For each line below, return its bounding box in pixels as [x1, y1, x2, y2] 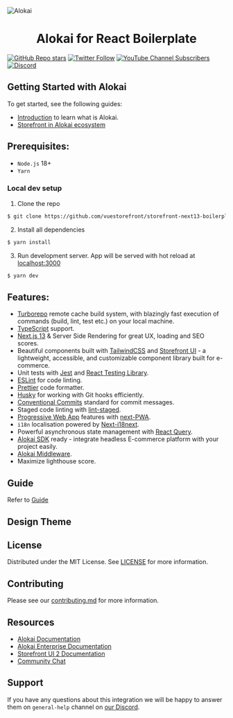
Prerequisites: [7, 141, 69, 153]
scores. [17, 339, 40, 348]
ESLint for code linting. [17, 376, 83, 384]
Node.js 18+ [17, 159, 52, 167]
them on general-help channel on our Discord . [7, 703, 140, 711]
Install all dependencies [17, 225, 85, 234]
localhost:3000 [17, 259, 61, 267]
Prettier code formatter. [17, 384, 85, 392]
